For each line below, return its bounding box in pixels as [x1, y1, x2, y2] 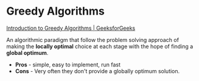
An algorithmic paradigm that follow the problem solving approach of [6, 36, 180, 43]
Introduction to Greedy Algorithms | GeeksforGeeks [6, 24, 136, 32]
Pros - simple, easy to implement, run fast [15, 61, 120, 68]
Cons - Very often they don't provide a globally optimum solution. [15, 67, 180, 74]
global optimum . [6, 49, 49, 56]
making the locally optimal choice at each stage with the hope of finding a [6, 43, 194, 50]
